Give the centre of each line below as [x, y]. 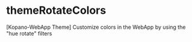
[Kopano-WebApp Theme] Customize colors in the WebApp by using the [96, 27]
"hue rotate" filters [29, 33]
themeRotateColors [56, 10]
